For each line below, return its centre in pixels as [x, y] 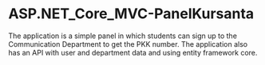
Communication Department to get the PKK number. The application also [128, 44]
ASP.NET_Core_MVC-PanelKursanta [131, 14]
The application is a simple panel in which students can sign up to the [123, 36]
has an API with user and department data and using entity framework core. [133, 52]
